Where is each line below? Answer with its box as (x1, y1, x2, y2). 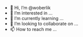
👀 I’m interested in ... (10, 10, 53, 16)
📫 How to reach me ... (10, 26, 57, 32)
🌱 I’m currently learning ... (10, 15, 64, 21)
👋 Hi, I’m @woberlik (10, 5, 51, 10)
